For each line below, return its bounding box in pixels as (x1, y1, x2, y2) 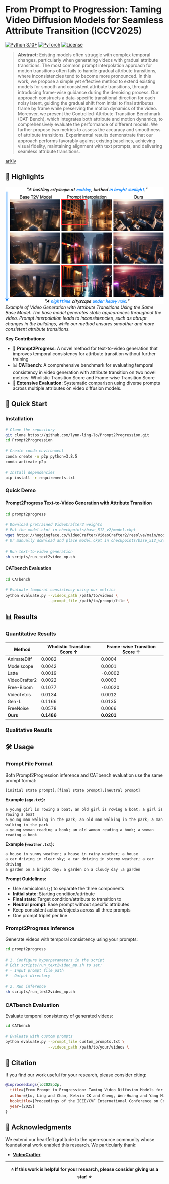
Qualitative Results (5, 726, 53, 734)
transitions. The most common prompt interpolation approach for (17, 62, 152, 68)
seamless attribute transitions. (17, 148, 80, 154)
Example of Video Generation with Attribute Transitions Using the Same (5, 304, 154, 310)
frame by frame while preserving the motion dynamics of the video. (17, 105, 157, 111)
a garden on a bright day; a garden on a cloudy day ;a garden (5, 867, 141, 872)
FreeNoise (7, 705, 29, 711)
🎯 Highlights (5, 173, 44, 181)
